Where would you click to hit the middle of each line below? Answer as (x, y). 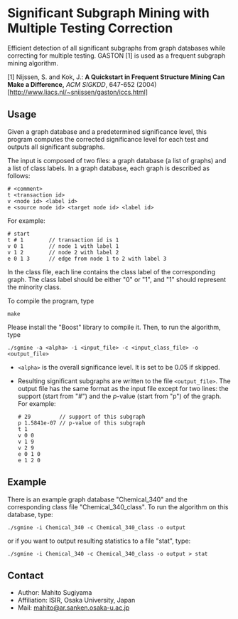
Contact (26, 575)
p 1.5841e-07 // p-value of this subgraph (81, 423)
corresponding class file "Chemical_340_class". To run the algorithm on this (118, 506)
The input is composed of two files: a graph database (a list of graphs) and (117, 160)
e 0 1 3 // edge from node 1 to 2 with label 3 (87, 259)
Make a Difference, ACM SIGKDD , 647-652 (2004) (82, 84)
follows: (19, 175)
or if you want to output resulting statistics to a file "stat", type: (99, 541)
